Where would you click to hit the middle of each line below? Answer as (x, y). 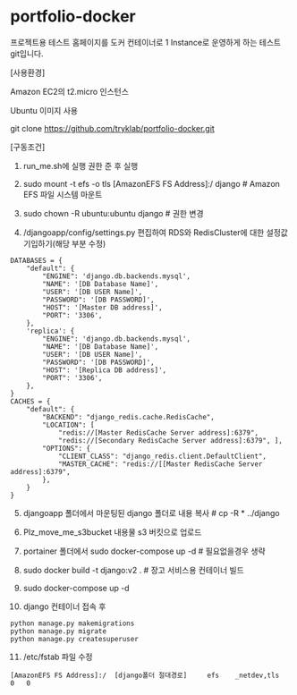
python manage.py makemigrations (72, 623)
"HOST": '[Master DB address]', (103, 307)
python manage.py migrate (58, 631)
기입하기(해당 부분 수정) (64, 243)
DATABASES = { (37, 260)
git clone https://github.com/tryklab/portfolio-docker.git (113, 128)
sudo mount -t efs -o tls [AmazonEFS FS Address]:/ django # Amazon (152, 183)
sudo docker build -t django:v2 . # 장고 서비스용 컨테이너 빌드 (133, 570)
